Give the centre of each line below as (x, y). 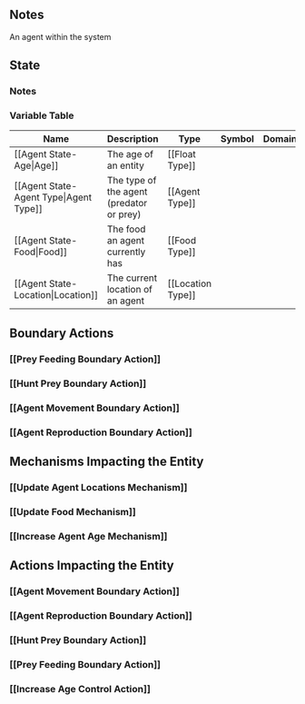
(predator (127, 203)
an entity (126, 165)
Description (133, 139)
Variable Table (42, 115)
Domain (280, 139)
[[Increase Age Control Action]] (80, 689)
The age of (130, 154)
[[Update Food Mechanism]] (73, 511)
